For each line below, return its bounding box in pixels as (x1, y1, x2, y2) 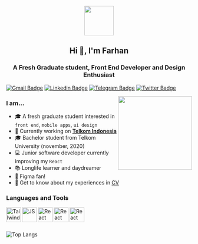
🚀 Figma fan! (14, 173, 46, 180)
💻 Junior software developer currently (14, 149, 109, 156)
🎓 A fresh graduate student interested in (14, 113, 115, 120)
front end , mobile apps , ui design (14, 121, 98, 128)
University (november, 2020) (14, 142, 85, 150)
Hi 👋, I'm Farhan (69, 46, 128, 56)
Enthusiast (83, 71, 115, 79)
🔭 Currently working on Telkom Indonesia (14, 127, 117, 134)
